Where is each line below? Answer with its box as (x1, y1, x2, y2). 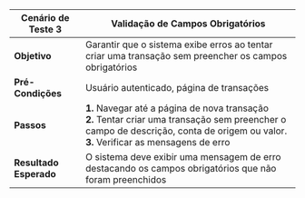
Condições (14, 87, 62, 99)
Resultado (14, 156, 59, 169)
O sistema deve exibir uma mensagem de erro (84, 151, 281, 163)
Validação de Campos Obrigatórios (110, 17, 266, 30)
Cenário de (21, 12, 70, 24)
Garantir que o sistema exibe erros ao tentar (84, 38, 273, 51)
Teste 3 (28, 23, 62, 35)
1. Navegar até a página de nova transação (84, 102, 270, 114)
